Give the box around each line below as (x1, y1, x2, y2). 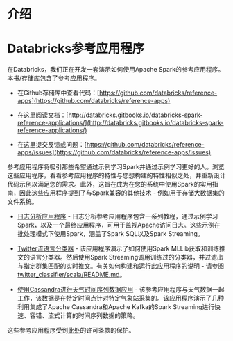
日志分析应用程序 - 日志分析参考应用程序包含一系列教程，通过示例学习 (17, 212, 218, 221)
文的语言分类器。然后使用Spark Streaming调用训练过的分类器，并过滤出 (17, 253, 223, 262)
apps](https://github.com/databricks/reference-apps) (17, 97, 171, 105)
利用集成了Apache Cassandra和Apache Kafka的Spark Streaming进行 (17, 303, 215, 311)
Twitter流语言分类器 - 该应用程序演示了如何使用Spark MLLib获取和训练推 (17, 244, 225, 253)
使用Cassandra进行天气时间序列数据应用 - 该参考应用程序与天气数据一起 (17, 285, 225, 294)
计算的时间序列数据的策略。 (60, 311, 139, 320)
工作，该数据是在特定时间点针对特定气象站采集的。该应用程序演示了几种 (17, 294, 224, 303)
